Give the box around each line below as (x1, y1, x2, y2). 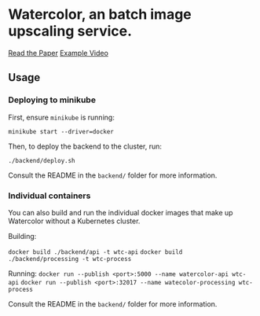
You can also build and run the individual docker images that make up (8, 208, 233, 217)
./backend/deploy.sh (8, 156, 76, 164)
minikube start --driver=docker (8, 127, 114, 135)
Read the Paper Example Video (8, 48, 108, 57)
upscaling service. (8, 22, 132, 40)
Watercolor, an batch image (8, 6, 192, 24)
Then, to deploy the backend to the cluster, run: (8, 141, 163, 151)
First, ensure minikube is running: (8, 112, 115, 122)
